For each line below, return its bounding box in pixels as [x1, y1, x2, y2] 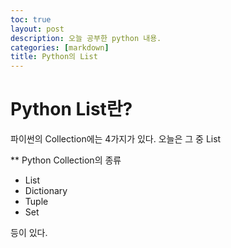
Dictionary [24, 185, 68, 197]
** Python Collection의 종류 [10, 154, 122, 166]
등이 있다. [10, 227, 48, 239]
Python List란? [10, 98, 133, 121]
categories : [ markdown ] [10, 42, 110, 53]
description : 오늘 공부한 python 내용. [10, 33, 162, 43]
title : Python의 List [10, 52, 98, 62]
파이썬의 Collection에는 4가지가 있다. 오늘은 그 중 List [10, 133, 222, 145]
